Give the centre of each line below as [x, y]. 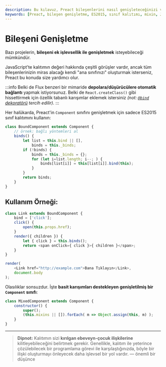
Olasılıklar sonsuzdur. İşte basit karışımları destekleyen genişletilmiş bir [79, 286]
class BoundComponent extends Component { [49, 127]
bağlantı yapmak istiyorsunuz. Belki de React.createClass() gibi [71, 92]
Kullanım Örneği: [32, 202]
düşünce [26, 359]
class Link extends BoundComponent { [44, 213]
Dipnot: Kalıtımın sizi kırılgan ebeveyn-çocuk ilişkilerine [75, 338]
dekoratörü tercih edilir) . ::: [32, 103]
